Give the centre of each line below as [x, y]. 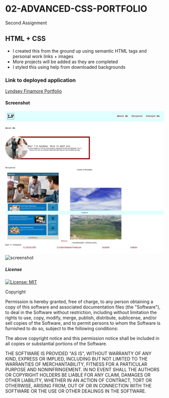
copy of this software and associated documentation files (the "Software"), [83, 307]
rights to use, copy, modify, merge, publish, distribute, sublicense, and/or [81, 318]
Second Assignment [26, 23]
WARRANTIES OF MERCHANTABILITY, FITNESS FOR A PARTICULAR [76, 364]
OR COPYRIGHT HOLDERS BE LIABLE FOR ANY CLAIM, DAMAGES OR [78, 375]
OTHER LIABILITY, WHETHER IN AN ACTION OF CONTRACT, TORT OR [78, 380]
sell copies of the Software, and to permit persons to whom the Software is [83, 323]
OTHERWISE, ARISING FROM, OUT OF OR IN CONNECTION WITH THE [78, 386]
